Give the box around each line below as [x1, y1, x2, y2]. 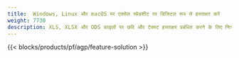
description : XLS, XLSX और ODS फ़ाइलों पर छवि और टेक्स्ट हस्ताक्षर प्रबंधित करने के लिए [7, 23, 223, 30]
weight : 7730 [7, 17, 46, 24]
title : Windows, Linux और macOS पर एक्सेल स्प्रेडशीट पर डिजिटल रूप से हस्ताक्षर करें [7, 10, 221, 18]
